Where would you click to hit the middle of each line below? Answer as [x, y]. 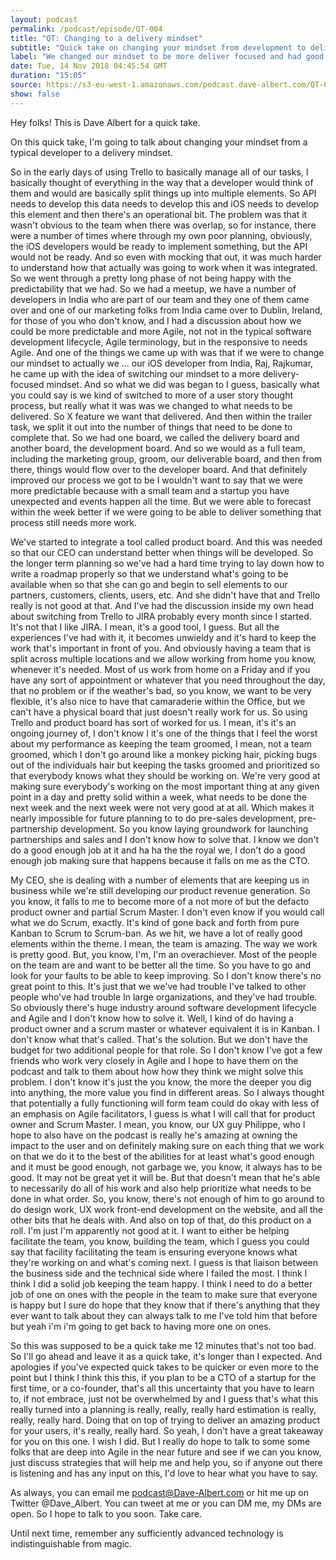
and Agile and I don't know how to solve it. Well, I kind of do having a [152, 1018]
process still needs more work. [74, 522]
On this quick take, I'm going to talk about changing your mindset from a [159, 142]
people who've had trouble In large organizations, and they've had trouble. [164, 997]
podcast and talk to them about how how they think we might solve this [157, 1071]
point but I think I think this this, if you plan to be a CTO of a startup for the [163, 1377]
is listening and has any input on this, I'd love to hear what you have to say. [164, 1473]
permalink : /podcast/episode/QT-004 [86, 29]
